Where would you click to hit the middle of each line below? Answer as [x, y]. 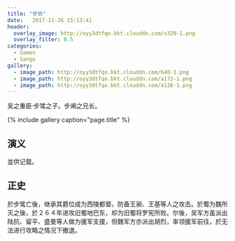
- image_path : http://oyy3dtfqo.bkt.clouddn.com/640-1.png [101, 72]
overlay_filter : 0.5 [43, 40]
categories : [24, 46]
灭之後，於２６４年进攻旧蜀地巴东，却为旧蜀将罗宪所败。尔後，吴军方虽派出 [117, 212]
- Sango [25, 59]
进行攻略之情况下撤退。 [47, 230]
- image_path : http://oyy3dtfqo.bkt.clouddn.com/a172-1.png [103, 79]
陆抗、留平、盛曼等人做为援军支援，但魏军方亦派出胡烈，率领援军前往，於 [114, 221]
